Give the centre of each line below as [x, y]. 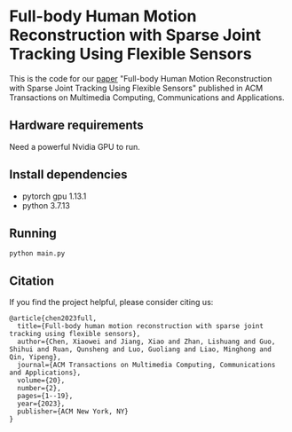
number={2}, [39, 389]
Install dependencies [68, 175]
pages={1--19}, [45, 397]
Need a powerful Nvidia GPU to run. [75, 146]
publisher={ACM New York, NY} [73, 412]
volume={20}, [41, 381]
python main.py [37, 254]
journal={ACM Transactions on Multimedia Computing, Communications [146, 365]
